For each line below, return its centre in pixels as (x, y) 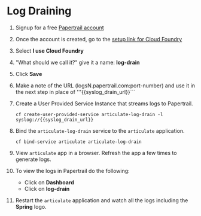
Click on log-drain (47, 188)
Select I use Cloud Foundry (50, 51)
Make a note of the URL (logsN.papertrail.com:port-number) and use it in (105, 86)
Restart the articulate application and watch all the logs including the (102, 200)
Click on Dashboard (49, 182)
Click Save (29, 74)
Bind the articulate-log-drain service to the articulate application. (100, 130)
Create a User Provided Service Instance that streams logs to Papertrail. (104, 104)
